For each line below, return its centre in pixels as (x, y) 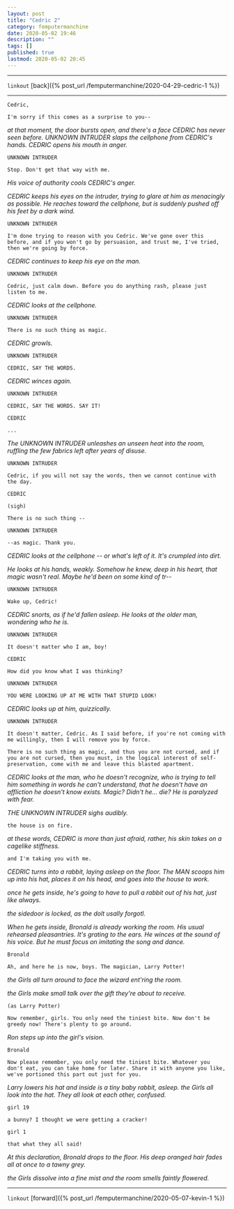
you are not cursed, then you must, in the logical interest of (102, 758)
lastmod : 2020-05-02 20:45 (46, 59)
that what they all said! (45, 1144)
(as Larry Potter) (34, 1006)
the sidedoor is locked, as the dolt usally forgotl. (77, 913)
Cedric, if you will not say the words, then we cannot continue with (112, 476)
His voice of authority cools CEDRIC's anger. (71, 183)
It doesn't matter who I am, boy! (57, 647)
